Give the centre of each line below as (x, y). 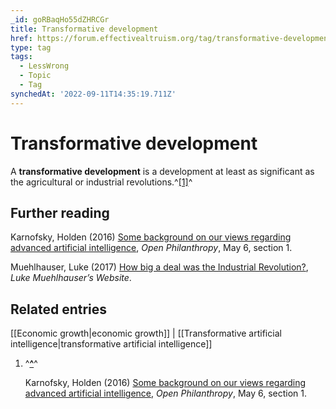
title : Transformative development (84, 29)
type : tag (31, 47)
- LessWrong (44, 66)
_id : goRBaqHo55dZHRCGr (60, 19)
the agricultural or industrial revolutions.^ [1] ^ (101, 182)
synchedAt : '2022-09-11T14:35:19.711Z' (93, 94)
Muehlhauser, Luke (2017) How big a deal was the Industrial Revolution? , (159, 267)
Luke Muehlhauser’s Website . (71, 278)
